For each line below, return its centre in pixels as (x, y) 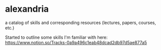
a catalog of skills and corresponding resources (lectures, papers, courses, (80, 23)
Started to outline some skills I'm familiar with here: (56, 37)
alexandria (27, 9)
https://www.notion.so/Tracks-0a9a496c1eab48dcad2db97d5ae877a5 (76, 42)
